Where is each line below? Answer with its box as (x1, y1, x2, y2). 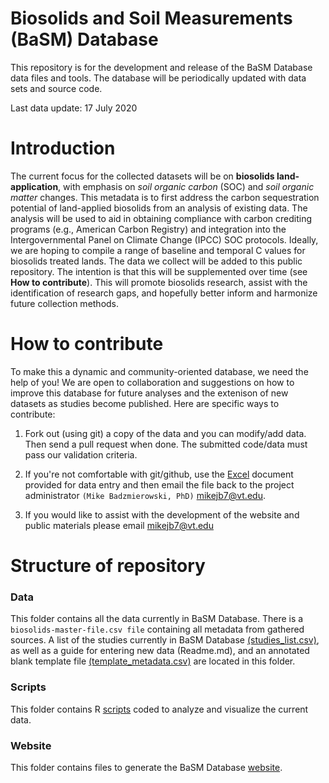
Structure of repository (10, 555, 206, 577)
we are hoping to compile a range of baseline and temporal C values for (10, 244, 306, 256)
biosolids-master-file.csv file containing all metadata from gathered (10, 623, 305, 636)
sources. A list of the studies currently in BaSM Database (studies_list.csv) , (10, 634, 320, 646)
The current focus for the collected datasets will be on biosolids (10, 170, 275, 182)
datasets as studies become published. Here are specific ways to (10, 397, 280, 409)
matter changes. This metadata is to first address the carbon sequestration (10, 191, 320, 203)
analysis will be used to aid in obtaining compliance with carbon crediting (10, 212, 313, 224)
